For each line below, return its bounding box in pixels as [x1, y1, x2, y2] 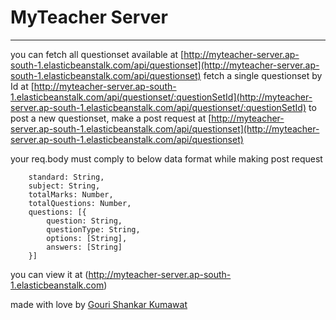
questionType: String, [46, 224, 141, 235]
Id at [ [10, 80, 35, 92]
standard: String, [28, 172, 105, 182]
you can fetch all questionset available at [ [10, 48, 185, 60]
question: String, [46, 216, 123, 226]
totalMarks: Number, [28, 189, 114, 200]
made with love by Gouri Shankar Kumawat [10, 298, 188, 310]
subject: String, [28, 181, 101, 191]
